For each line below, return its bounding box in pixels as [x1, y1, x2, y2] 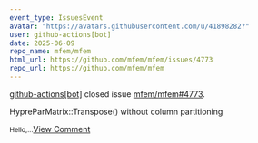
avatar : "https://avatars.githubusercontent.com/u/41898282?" [9, 22, 250, 31]
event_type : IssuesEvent [9, 13, 104, 23]
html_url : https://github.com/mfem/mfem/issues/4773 [9, 55, 213, 64]
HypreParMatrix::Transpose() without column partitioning [9, 106, 223, 117]
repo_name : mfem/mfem [9, 47, 92, 56]
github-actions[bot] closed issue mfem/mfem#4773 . [9, 88, 206, 100]
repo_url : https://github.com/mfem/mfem [9, 64, 165, 73]
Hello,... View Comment [9, 123, 91, 134]
